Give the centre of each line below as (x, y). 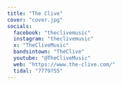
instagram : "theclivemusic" (54, 39)
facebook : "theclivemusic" (52, 33)
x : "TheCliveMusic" (41, 45)
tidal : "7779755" (38, 71)
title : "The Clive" (35, 13)
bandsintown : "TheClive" (49, 52)
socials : (20, 26)
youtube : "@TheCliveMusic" (52, 58)
